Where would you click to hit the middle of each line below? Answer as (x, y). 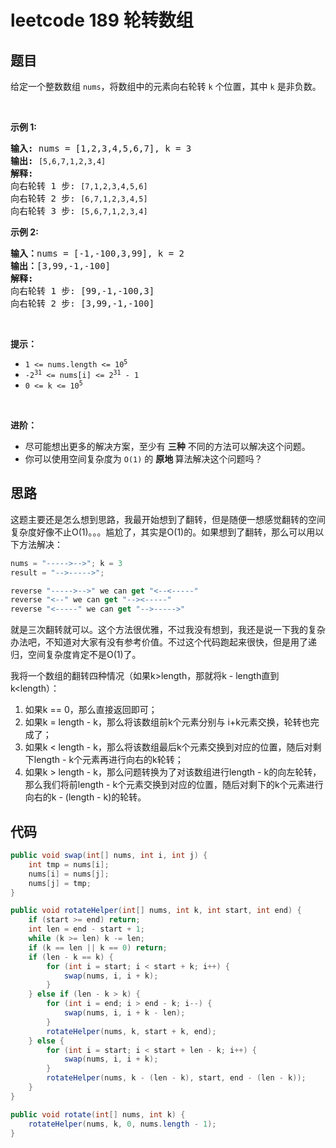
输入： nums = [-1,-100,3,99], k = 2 (97, 253)
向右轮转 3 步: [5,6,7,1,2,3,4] (79, 211)
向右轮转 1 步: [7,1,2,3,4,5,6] (79, 186)
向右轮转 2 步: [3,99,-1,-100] (82, 303)
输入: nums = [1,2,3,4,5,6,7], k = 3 (101, 148)
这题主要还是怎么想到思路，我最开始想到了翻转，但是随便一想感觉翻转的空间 (168, 519)
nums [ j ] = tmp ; (60, 883)
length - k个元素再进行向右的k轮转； (108, 760)
